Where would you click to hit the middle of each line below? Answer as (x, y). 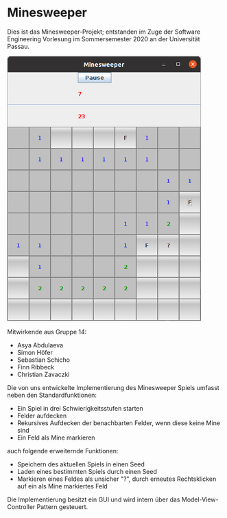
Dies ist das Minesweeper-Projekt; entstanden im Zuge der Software (104, 32)
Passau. (18, 46)
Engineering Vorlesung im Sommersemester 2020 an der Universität (104, 39)
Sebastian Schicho (44, 360)
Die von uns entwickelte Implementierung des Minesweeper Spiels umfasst (113, 387)
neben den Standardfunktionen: (52, 395)
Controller (21, 506)
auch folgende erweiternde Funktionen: (63, 451)
